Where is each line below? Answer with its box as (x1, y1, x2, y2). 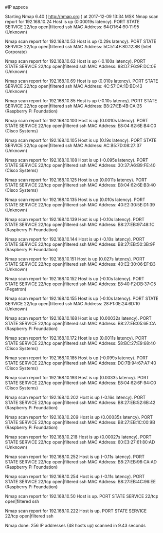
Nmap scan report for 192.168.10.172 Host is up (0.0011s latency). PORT (5, 335, 147, 341)
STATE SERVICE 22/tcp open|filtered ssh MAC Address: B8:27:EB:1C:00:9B (5, 420, 156, 425)
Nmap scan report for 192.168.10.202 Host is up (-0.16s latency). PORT (5, 394, 146, 400)
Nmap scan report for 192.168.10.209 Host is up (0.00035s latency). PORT (5, 414, 153, 420)
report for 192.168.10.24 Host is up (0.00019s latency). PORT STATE (5, 19, 140, 24)
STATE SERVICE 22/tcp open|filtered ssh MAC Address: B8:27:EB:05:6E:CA (5, 321, 156, 326)
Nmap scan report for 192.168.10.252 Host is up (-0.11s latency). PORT (5, 454, 145, 459)
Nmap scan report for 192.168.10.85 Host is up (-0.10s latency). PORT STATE (5, 98, 157, 104)
